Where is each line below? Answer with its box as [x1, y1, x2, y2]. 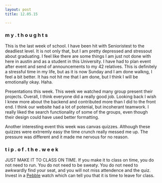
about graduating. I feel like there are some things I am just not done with [5, 53, 151, 59]
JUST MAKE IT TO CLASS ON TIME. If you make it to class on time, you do [5, 157, 154, 163]
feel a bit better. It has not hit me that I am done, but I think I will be [5, 74, 138, 80]
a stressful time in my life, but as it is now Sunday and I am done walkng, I [5, 68, 153, 74]
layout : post [5, 7, 32, 12]
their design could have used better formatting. [5, 114, 99, 120]
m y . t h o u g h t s [5, 32, 48, 39]
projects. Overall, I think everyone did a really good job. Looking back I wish [5, 93, 157, 100]
